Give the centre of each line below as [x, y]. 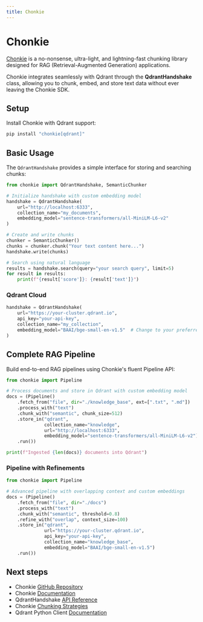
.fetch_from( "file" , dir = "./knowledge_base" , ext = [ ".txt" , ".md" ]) [104, 403]
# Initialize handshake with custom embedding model [74, 196]
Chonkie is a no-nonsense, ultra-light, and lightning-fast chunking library [97, 59]
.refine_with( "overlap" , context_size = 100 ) [73, 520]
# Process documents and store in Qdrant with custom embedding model [97, 391]
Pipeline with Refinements [46, 468]
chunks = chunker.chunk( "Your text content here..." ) [76, 246]
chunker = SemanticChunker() [43, 241]
